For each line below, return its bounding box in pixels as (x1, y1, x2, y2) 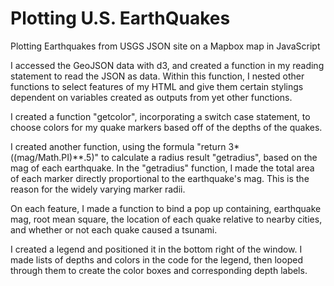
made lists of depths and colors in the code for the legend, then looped (10, 253, 303, 266)
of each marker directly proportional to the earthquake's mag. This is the (10, 172, 310, 184)
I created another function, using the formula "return (10, 140, 227, 152)
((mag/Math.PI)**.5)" (10, 151, 100, 163)
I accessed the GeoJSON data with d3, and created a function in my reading (10, 59, 325, 71)
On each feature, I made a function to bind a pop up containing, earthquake (10, 202, 322, 214)
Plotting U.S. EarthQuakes (10, 7, 231, 30)
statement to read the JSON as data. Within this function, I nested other (10, 70, 305, 82)
